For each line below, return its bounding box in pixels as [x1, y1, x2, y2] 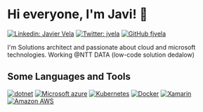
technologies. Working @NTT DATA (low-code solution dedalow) [7, 50, 195, 59]
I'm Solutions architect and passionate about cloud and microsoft [7, 43, 196, 51]
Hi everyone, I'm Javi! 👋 [7, 6, 148, 22]
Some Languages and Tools [7, 71, 131, 83]
